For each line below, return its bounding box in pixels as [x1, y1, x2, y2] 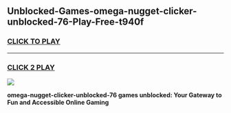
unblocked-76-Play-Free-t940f [7, 16, 144, 28]
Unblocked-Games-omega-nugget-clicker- [7, 5, 197, 17]
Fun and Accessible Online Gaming [7, 98, 109, 106]
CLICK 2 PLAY [7, 62, 55, 72]
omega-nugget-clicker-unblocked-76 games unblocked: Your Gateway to [7, 90, 222, 99]
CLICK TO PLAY [7, 37, 60, 47]
